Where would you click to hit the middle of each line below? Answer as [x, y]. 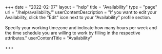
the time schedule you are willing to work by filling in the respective [73, 33]
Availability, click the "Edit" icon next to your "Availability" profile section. [78, 17]
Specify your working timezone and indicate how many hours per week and [81, 28]
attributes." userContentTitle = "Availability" [49, 38]
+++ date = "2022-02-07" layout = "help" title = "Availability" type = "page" [81, 7]
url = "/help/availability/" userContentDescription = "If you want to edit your [81, 12]
